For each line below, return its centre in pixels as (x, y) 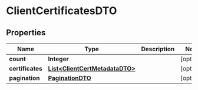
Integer (58, 59)
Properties (26, 33)
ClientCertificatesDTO (62, 11)
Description (158, 49)
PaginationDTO (70, 78)
